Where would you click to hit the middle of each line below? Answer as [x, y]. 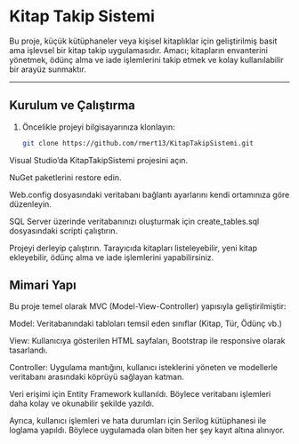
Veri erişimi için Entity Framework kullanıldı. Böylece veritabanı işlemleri [140, 394]
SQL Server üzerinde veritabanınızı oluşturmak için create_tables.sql [134, 221]
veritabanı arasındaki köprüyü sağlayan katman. [97, 377]
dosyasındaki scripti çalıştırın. [64, 230]
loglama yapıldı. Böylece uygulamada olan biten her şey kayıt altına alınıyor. [147, 430]
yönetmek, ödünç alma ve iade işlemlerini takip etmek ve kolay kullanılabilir [146, 59]
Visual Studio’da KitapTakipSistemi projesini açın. [99, 160]
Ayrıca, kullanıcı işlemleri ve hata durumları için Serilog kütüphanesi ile [138, 421]
